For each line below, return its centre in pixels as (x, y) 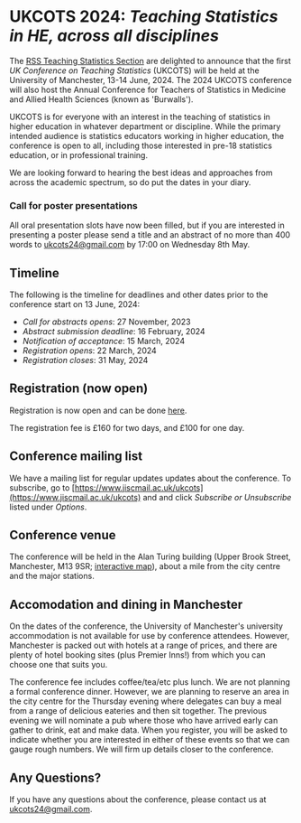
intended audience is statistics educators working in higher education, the (147, 136)
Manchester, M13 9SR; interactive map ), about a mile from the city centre (145, 566)
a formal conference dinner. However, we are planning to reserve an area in (150, 692)
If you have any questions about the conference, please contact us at (138, 800)
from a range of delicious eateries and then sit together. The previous (138, 711)
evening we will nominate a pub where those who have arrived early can (144, 721)
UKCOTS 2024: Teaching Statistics (144, 17)
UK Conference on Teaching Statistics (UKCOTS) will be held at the (134, 70)
